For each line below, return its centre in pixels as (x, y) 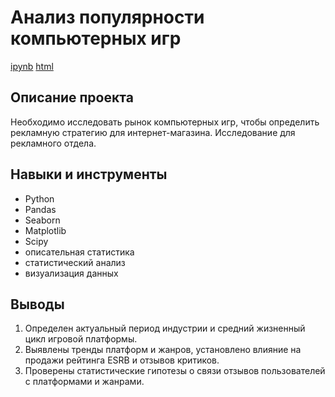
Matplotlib (45, 230)
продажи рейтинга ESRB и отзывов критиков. (122, 360)
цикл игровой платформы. (81, 339)
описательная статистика (79, 252)
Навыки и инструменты (89, 174)
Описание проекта (72, 97)
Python (39, 198)
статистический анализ (75, 262)
